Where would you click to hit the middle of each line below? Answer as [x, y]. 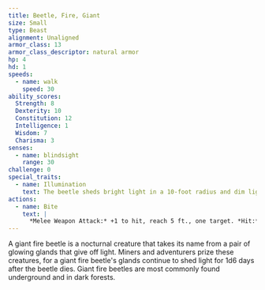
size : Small [28, 23]
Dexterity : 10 [38, 111]
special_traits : [35, 177]
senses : [21, 148]
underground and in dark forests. [62, 277]
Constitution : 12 [44, 119]
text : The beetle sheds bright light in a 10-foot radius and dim [134, 192]
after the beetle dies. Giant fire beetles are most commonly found [114, 269]
